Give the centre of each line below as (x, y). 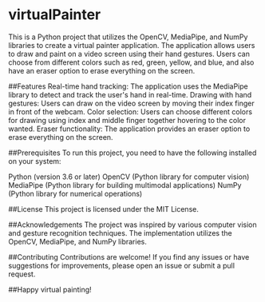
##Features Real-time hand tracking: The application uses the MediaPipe (129, 86)
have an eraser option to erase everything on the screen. (102, 70)
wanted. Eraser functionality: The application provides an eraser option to (129, 129)
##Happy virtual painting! (50, 289)
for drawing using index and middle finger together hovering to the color (127, 120)
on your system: (35, 161)
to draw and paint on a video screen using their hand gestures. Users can (129, 54)
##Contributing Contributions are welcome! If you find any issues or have (129, 256)
